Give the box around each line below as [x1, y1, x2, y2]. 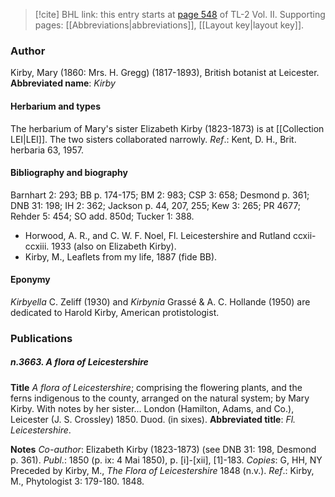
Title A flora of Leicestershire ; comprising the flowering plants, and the [10, 381, 303, 393]
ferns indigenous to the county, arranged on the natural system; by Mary [10, 392, 310, 404]
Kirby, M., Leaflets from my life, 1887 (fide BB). [24, 250, 218, 263]
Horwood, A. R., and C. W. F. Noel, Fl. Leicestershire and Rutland [24, 229, 291, 241]
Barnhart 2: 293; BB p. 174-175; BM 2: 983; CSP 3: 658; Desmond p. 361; [10, 189, 310, 201]
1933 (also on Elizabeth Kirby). [51, 240, 177, 252]
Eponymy [10, 274, 51, 286]
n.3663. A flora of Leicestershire [10, 356, 149, 368]
